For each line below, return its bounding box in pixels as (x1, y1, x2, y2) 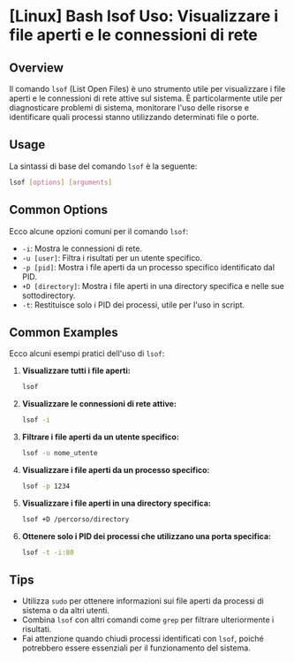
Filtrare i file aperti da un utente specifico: (21, 431, 179, 443)
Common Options (9, 202, 109, 217)
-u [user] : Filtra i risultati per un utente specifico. (21, 252, 203, 263)
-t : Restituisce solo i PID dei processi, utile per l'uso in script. (21, 299, 245, 310)
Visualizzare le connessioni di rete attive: (21, 399, 177, 409)
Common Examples (9, 324, 119, 339)
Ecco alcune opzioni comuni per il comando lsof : (9, 225, 189, 236)
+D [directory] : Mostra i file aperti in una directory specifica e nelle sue (21, 280, 284, 291)
